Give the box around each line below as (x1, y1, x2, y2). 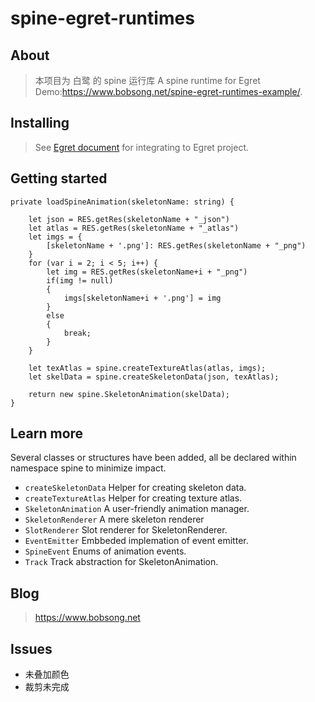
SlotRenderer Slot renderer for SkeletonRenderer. (24, 524, 228, 536)
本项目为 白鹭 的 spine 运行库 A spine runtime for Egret (34, 75, 261, 86)
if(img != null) (46, 275, 114, 286)
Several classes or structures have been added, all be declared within (10, 452, 297, 464)
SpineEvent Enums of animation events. (24, 545, 187, 557)
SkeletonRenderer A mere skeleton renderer (24, 513, 205, 526)
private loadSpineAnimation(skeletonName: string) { (10, 197, 235, 207)
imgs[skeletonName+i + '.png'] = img (63, 293, 222, 303)
